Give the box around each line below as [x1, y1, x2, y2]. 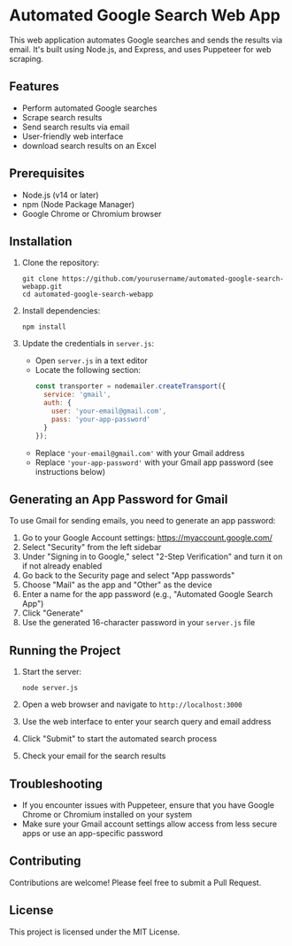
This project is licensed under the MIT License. [9, 927, 181, 937]
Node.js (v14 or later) [21, 190, 99, 200]
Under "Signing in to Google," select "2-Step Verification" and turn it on [21, 551, 283, 562]
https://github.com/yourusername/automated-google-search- [61, 275, 285, 283]
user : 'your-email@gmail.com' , [51, 407, 166, 415]
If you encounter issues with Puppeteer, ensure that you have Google [21, 799, 274, 810]
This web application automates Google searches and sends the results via [9, 35, 283, 45]
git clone [21, 275, 59, 283]
